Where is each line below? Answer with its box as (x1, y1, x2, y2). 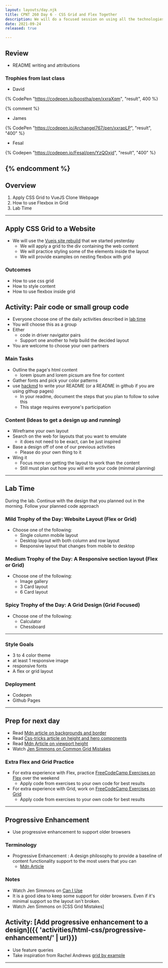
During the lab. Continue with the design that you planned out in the (5, 497, 145, 504)
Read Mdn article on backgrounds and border (12, 730, 106, 736)
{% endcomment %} (5, 164, 70, 173)
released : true (5, 26, 37, 31)
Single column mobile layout (19, 532, 78, 538)
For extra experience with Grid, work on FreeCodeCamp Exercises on (12, 786, 156, 792)
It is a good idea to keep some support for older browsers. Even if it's (12, 893, 155, 899)
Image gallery (19, 578, 48, 585)
